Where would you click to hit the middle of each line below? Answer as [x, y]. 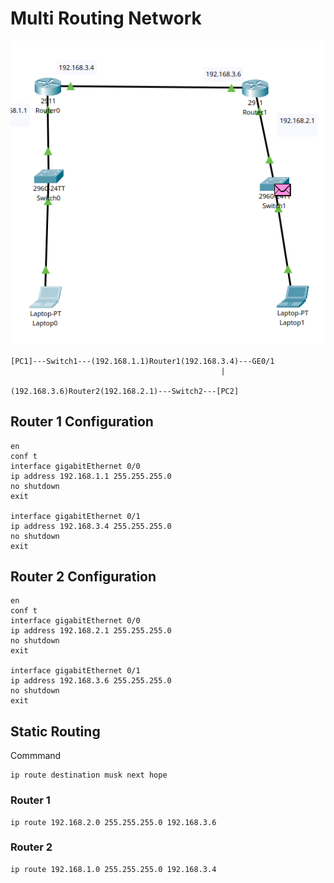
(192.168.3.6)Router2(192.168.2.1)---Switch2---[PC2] [125, 391]
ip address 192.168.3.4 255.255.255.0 [91, 526]
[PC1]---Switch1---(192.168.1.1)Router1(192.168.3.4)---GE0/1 [142, 361]
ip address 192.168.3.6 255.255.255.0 [91, 681]
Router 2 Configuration [83, 576]
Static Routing [55, 731]
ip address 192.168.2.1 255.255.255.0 [91, 631]
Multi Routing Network [106, 18]
